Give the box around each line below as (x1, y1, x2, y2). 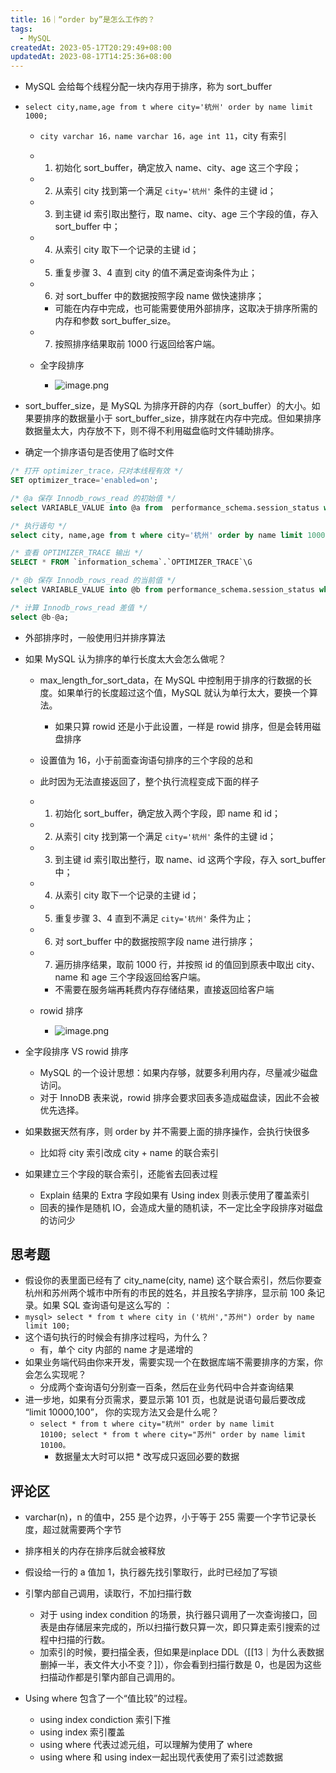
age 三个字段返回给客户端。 (91, 971, 207, 983)
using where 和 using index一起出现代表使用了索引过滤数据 (39, 1751, 283, 1763)
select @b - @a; (10, 612, 70, 622)
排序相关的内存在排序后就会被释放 (24, 1545, 166, 1557)
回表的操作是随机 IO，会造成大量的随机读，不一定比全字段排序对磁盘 (39, 1201, 323, 1213)
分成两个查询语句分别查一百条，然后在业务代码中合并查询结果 (39, 1381, 295, 1393)
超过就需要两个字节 (42, 1524, 122, 1536)
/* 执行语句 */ (10, 521, 68, 531)
